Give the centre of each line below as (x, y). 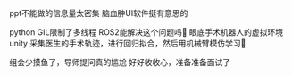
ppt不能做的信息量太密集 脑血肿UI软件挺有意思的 (99, 13)
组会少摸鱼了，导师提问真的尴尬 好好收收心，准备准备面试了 (120, 62)
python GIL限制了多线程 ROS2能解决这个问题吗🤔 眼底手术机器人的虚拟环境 (146, 32)
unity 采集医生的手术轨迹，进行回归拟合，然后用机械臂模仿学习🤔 (128, 43)
